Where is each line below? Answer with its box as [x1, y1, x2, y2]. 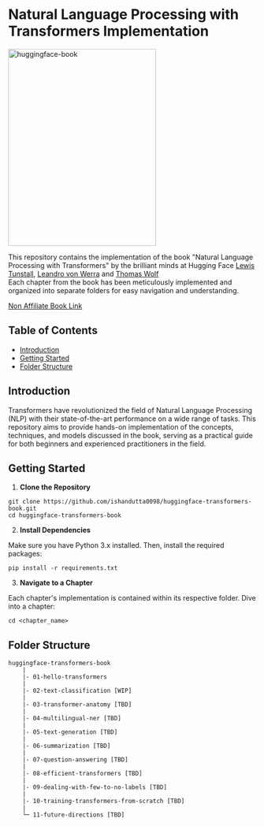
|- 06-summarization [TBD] [22, 742, 111, 750]
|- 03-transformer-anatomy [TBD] [22, 701, 132, 709]
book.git [8, 504, 37, 513]
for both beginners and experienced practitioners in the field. [8, 439, 206, 448]
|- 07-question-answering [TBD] [22, 756, 128, 764]
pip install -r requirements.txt [8, 564, 118, 572]
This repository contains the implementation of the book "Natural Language [8, 252, 254, 262]
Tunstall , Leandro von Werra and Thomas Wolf [8, 269, 159, 278]
